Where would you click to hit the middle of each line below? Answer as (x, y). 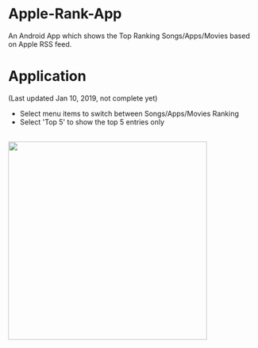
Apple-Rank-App (65, 14)
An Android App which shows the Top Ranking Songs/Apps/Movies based (129, 36)
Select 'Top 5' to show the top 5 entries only (92, 122)
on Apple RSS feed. (40, 44)
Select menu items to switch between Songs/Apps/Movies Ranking (129, 113)
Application (47, 76)
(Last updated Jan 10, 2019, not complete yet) (83, 98)
